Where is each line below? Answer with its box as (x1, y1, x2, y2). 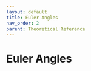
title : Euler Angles (6, 15, 59, 21)
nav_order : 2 (6, 20, 39, 26)
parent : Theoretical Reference (6, 25, 86, 32)
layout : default (6, 8, 47, 15)
